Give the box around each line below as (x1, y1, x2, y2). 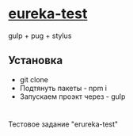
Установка (8, 54, 63, 67)
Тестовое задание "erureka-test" (8, 119, 119, 129)
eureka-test (8, 5, 88, 23)
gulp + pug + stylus (8, 31, 72, 40)
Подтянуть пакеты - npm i (19, 83, 107, 93)
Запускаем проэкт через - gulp (19, 92, 126, 101)
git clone (19, 74, 49, 84)
